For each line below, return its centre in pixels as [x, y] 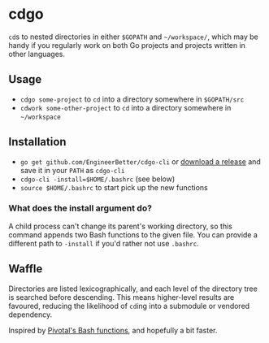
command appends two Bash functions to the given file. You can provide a [133, 234]
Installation [37, 142]
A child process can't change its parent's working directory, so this [121, 226]
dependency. [30, 315]
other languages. [37, 54]
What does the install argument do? [80, 208]
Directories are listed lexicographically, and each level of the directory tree [133, 289]
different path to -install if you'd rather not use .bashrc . [104, 243]
